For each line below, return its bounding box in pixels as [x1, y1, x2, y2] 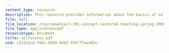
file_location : [5, 21, 37, 27]
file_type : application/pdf [5, 26, 64, 31]
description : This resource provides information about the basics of [5, 12, 156, 17]
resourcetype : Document [5, 31, 55, 36]
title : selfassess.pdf [5, 36, 53, 41]
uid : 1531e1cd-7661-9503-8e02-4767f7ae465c [5, 40, 98, 45]
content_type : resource [5, 7, 55, 13]
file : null [5, 17, 28, 22]
